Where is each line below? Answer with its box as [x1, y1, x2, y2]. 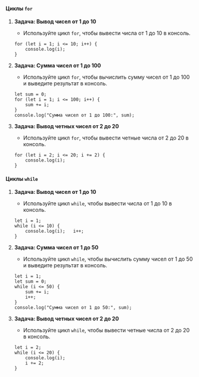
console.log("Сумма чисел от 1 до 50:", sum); [14, 305, 132, 311]
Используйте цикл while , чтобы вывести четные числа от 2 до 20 [23, 327, 190, 334]
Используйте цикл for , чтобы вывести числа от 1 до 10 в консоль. [23, 30, 191, 37]
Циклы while [5, 175, 38, 182]
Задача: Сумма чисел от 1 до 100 [14, 62, 101, 69]
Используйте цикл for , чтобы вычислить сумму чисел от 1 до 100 [23, 73, 190, 81]
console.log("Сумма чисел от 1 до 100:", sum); [14, 112, 135, 119]
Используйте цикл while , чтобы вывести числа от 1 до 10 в [23, 200, 172, 207]
